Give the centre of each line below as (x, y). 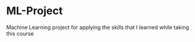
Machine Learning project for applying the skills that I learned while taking (98, 27)
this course (20, 33)
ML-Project (34, 11)
